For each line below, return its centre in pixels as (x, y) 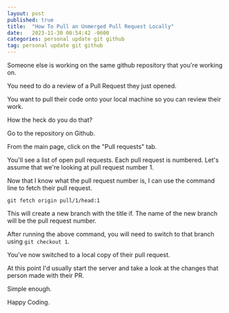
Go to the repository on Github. (51, 133)
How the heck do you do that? (50, 120)
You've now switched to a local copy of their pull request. (89, 255)
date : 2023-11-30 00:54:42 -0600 (58, 33)
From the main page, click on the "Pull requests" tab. (82, 147)
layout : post (26, 13)
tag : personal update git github (55, 46)
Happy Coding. (29, 302)
